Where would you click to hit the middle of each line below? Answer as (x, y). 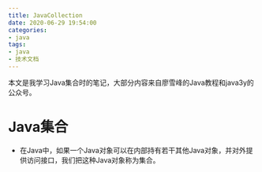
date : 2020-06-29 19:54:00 (52, 23)
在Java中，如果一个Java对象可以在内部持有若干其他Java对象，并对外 (133, 150)
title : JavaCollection (45, 15)
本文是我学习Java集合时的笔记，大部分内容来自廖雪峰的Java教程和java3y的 (131, 82)
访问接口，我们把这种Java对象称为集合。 (93, 160)
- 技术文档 (24, 60)
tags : (17, 45)
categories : (28, 30)
